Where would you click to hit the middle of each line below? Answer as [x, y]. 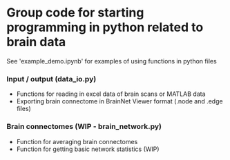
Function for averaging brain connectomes [77, 141]
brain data [36, 42]
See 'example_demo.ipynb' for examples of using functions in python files [112, 61]
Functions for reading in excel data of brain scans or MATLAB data [111, 94]
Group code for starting [75, 13]
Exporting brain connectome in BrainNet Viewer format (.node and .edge [119, 101]
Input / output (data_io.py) [51, 79]
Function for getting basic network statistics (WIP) [88, 149]
